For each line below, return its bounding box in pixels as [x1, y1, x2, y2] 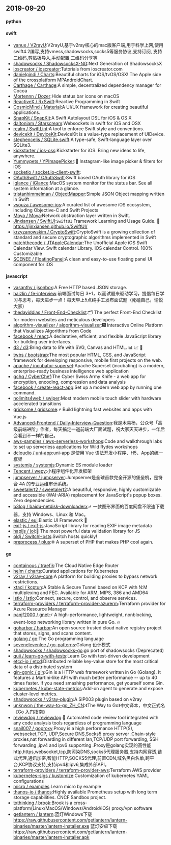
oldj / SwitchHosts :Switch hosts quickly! [13, 533, 97, 539]
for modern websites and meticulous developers [13, 317, 115, 323]
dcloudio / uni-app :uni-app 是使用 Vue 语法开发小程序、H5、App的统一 [13, 450, 163, 456]
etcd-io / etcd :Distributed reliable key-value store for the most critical [13, 658, 159, 664]
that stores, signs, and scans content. [13, 630, 92, 636]
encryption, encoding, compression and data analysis [13, 379, 126, 385]
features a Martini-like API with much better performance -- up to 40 [13, 674, 157, 680]
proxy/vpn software [111, 805, 153, 811]
